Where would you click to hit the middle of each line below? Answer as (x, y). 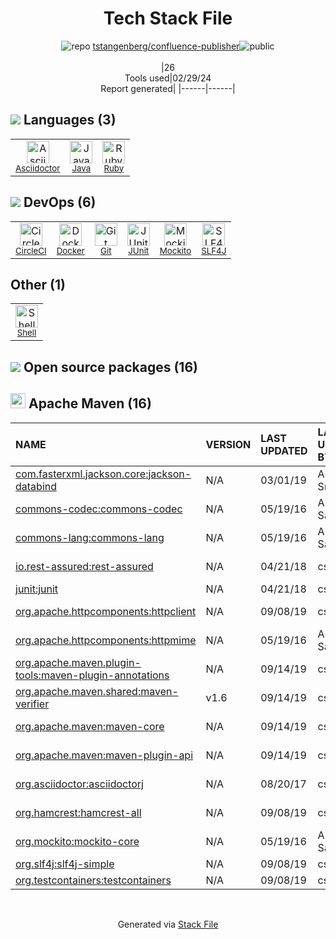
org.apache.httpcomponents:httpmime (106, 640)
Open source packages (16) (110, 367)
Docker (70, 250)
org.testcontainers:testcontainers (93, 880)
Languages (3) (70, 120)
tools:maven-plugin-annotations (92, 675)
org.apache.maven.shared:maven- (97, 691)
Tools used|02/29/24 (168, 78)
